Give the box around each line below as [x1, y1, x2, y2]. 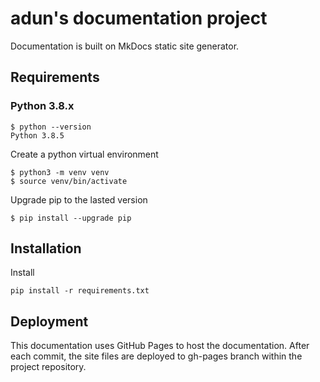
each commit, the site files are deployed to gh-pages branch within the [10, 350, 303, 362]
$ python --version [10, 122, 92, 132]
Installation [10, 240, 82, 257]
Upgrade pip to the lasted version [10, 193, 148, 206]
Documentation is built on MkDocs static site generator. [10, 40, 240, 52]
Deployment [10, 313, 89, 330]
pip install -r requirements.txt [10, 286, 150, 296]
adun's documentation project [10, 7, 268, 30]
